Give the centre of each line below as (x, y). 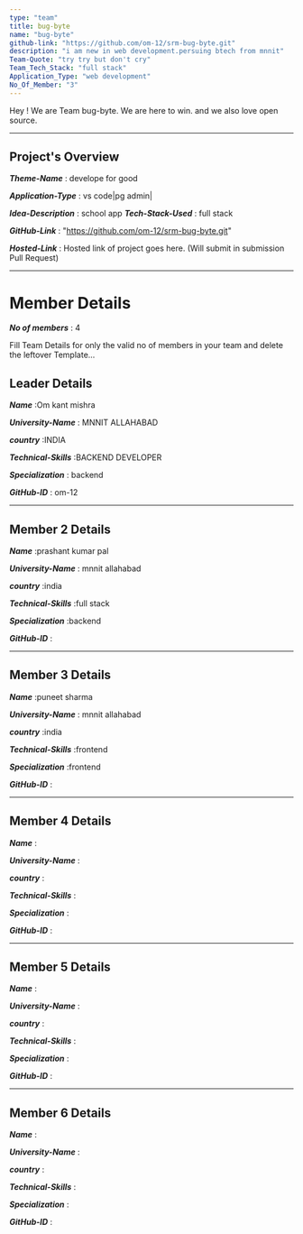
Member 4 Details (60, 821)
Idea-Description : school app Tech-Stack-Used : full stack (121, 214)
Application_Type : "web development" (80, 77)
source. (23, 120)
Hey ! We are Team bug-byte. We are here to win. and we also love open (144, 110)
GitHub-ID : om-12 (44, 493)
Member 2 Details (60, 529)
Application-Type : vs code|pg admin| (81, 196)
